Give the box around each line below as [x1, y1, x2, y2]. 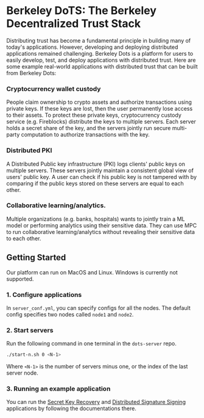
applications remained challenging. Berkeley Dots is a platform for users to [6, 50, 194, 57]
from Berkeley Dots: [6, 69, 57, 76]
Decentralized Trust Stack [6, 16, 141, 31]
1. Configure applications [6, 290, 82, 299]
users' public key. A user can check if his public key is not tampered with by [6, 173, 197, 180]
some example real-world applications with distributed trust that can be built [6, 62, 198, 70]
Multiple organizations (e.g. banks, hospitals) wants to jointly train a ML [6, 215, 185, 222]
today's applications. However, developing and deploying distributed [6, 43, 178, 51]
